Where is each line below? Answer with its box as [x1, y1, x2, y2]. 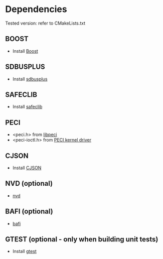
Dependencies [5, 4, 67, 15]
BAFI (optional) [5, 207, 54, 216]
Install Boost [12, 48, 39, 54]
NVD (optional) [5, 179, 53, 188]
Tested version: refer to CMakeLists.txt [5, 20, 86, 26]
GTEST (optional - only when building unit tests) [5, 235, 158, 244]
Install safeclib [12, 104, 43, 110]
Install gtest [12, 248, 37, 254]
